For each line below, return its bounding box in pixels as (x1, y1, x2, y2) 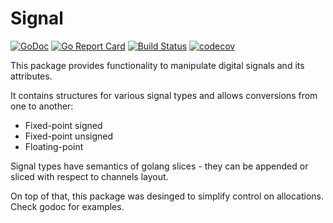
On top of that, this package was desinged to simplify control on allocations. (10, 190, 324, 202)
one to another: (10, 100, 74, 112)
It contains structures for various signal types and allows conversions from (10, 89, 318, 101)
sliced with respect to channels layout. (10, 170, 169, 182)
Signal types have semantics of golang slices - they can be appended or (10, 160, 309, 172)
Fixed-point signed (24, 119, 103, 131)
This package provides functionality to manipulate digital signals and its (10, 59, 305, 71)
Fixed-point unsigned (24, 130, 114, 142)
